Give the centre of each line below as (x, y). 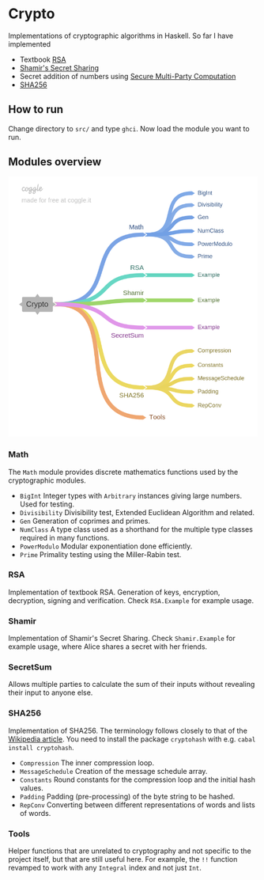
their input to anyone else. (51, 692)
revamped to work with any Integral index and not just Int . (105, 868)
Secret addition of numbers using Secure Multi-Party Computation (128, 76)
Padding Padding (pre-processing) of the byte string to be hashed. (127, 796)
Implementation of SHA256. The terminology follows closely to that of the (128, 730)
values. (31, 787)
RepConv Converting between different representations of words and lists (137, 805)
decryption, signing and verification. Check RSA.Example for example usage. (131, 600)
